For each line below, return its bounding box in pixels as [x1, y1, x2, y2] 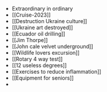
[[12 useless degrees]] [11, 62, 67, 69]
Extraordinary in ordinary [11, 5, 73, 12]
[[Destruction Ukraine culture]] [11, 18, 87, 24]
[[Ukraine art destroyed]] [11, 24, 73, 31]
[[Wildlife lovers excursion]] [11, 49, 80, 56]
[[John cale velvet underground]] [11, 43, 93, 50]
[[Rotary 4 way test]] [11, 56, 63, 62]
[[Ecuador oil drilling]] [11, 30, 65, 37]
